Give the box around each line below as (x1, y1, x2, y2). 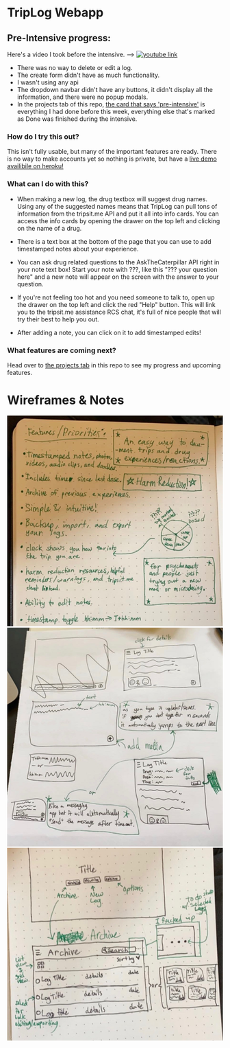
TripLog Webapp (7, 5, 104, 21)
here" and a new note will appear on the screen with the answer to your (16, 273, 219, 281)
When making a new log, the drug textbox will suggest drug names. (16, 194, 207, 203)
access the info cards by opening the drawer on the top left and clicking (16, 216, 220, 225)
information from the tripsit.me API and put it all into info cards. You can (16, 209, 219, 218)
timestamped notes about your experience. (16, 244, 139, 253)
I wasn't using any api (16, 78, 79, 87)
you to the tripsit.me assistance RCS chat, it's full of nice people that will (16, 308, 221, 316)
